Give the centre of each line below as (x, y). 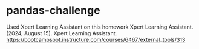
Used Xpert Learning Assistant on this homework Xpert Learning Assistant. (100, 27)
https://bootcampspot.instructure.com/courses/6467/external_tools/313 (96, 39)
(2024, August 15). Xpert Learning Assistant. (62, 33)
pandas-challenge (54, 10)
